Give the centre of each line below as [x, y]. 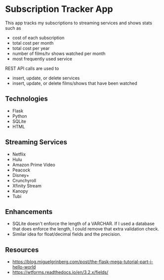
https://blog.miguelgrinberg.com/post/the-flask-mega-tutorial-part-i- [83, 262]
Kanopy [20, 191]
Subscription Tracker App [59, 9]
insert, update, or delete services [46, 78]
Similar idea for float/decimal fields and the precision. [67, 234]
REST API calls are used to [32, 68]
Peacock [21, 170]
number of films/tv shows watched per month [59, 54]
